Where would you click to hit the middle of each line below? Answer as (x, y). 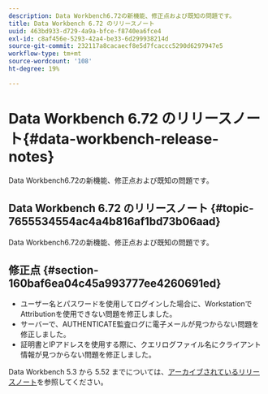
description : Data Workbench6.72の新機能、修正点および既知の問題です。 (122, 16)
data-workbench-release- (129, 139)
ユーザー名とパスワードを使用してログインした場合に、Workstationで (136, 304)
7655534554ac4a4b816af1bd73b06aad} (115, 221)
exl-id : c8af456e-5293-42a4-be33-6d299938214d (89, 39)
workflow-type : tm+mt (45, 54)
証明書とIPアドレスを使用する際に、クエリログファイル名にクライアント (140, 344)
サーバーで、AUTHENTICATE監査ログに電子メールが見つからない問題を (140, 324)
